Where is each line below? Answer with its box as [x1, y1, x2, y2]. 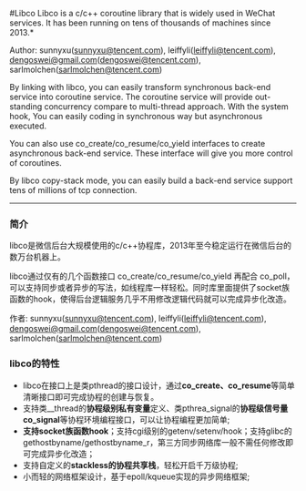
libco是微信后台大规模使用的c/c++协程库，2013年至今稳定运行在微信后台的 [9, 240, 292, 251]
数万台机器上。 [9, 251, 66, 262]
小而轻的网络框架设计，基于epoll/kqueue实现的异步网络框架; [22, 471, 250, 482]
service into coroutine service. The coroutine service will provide [9, 91, 253, 102]
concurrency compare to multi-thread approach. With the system [44, 101, 289, 112]
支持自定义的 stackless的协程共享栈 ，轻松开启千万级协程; [22, 459, 239, 470]
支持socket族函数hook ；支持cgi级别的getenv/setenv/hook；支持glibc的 [22, 425, 293, 436]
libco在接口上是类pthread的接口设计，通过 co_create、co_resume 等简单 [22, 380, 296, 391]
